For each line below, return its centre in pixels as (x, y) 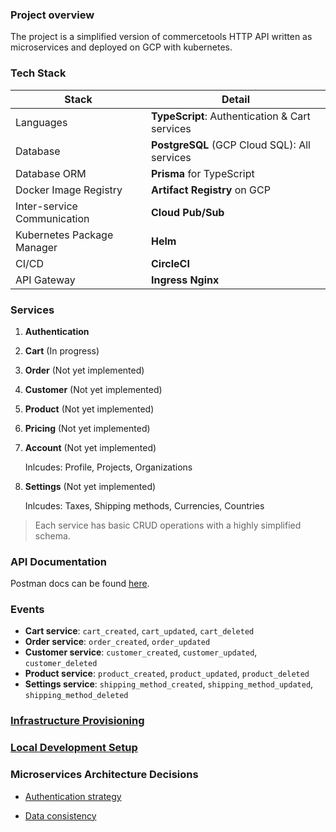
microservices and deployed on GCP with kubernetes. (121, 47)
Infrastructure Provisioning (77, 721)
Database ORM (51, 173)
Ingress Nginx (185, 280)
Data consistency (60, 815)
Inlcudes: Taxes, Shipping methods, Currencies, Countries (144, 505)
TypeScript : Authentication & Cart (230, 116)
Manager (36, 247)
